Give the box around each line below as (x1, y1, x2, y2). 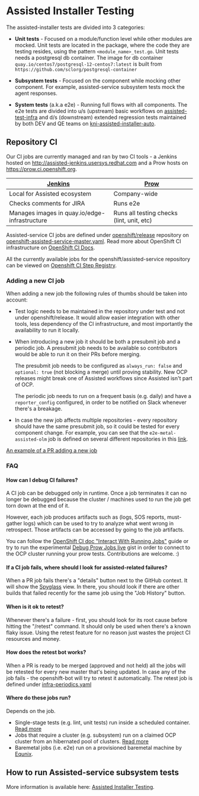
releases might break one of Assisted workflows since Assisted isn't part (14, 375, 192, 382)
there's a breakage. (14, 405, 63, 412)
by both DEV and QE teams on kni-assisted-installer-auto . (14, 120, 156, 127)
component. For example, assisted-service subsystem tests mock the (14, 83, 185, 90)
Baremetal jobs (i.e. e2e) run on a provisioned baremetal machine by (14, 744, 182, 751)
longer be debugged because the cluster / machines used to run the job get (6, 496, 191, 503)
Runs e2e (113, 199, 140, 207)
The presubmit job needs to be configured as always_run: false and (14, 362, 182, 370)
